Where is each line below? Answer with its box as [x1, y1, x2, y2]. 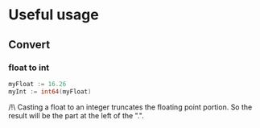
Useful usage [8, 6, 99, 24]
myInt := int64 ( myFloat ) [8, 87, 92, 96]
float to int [8, 62, 50, 73]
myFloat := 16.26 [8, 80, 67, 88]
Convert [8, 38, 51, 52]
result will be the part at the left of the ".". [8, 110, 145, 120]
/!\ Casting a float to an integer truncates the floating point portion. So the [8, 102, 253, 112]
